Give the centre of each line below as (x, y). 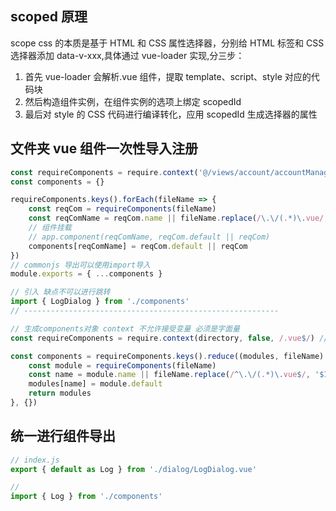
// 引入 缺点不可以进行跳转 (60, 292)
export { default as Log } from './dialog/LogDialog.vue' (133, 469)
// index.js (35, 460)
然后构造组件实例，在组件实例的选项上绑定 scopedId (133, 101)
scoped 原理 (49, 17)
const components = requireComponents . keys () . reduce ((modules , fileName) (167, 356)
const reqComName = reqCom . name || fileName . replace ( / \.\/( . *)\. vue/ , (178, 218)
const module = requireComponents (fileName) (122, 365)
